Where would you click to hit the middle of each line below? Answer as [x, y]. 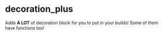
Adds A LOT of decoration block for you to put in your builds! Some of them [82, 23]
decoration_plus [39, 9]
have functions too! [25, 28]
